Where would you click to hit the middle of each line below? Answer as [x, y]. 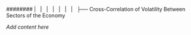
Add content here [28, 27]
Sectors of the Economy [36, 15]
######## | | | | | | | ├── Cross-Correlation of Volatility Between [96, 9]
